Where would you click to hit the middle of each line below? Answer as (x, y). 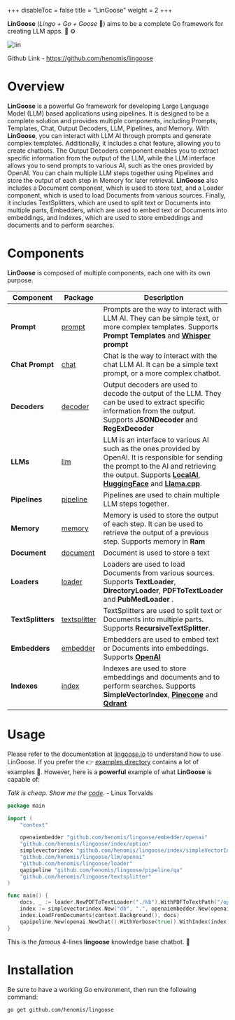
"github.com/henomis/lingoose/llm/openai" (83, 857)
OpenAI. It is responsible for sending (163, 457)
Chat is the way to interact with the (160, 355)
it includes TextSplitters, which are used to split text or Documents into (109, 202)
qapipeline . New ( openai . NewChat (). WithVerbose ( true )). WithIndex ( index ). (126, 922)
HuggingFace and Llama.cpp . (152, 483)
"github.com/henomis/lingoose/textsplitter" (86, 876)
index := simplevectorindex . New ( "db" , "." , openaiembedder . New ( (115, 909)
